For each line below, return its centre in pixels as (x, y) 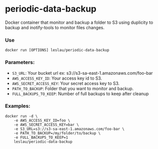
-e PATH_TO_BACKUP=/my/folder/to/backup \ (57, 133)
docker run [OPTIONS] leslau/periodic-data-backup (57, 50)
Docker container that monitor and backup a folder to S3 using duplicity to (79, 22)
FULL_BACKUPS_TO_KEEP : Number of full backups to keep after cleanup (80, 94)
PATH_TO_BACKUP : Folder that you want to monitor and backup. (73, 88)
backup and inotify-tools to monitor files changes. (55, 27)
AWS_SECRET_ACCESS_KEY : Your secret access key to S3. (66, 83)
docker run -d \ (21, 116)
